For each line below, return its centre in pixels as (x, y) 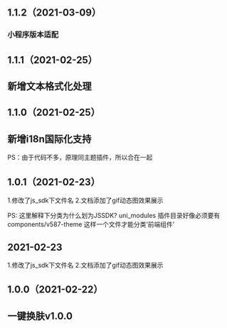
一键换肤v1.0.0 (40, 316)
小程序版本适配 (33, 35)
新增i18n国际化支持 (49, 139)
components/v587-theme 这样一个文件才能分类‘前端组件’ (91, 224)
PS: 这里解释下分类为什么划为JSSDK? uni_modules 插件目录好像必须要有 (114, 216)
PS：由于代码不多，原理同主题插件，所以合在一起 (80, 158)
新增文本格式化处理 (49, 86)
